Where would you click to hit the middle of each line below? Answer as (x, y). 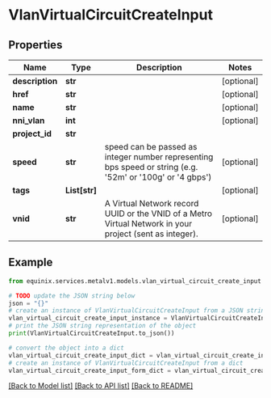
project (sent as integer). (152, 234)
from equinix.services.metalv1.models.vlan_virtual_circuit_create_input (135, 281)
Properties (35, 45)
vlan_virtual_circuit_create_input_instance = (88, 318)
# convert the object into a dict (67, 348)
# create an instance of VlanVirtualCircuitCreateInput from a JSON (126, 311)
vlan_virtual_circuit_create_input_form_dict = (90, 370)
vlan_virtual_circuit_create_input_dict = (81, 355)
